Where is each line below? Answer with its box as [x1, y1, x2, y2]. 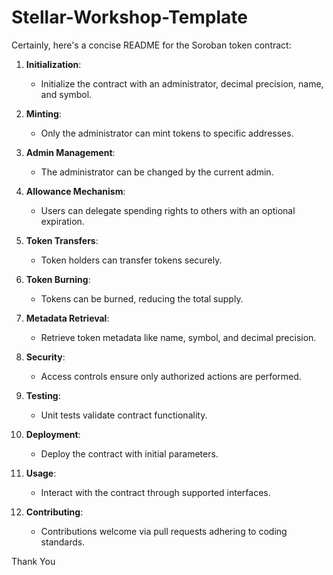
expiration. [40, 215, 85, 227]
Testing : [25, 389, 61, 401]
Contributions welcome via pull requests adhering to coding [40, 525, 288, 537]
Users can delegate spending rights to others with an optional [40, 204, 296, 216]
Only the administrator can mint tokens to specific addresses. [40, 127, 294, 139]
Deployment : [25, 428, 81, 440]
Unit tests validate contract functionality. [40, 409, 208, 421]
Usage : [25, 467, 57, 479]
